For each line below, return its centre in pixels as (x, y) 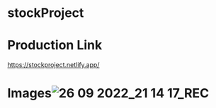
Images (29, 94)
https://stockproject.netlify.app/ (53, 65)
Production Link (55, 46)
